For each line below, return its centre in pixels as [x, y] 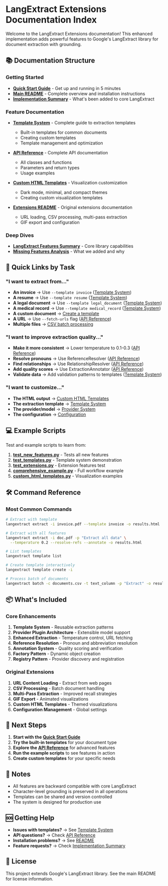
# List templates [24, 551]
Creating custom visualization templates [61, 197]
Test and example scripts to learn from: [46, 445]
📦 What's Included [36, 600]
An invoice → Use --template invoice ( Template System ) [72, 292]
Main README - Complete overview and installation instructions [79, 93]
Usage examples [38, 173]
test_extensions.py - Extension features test [59, 465]
